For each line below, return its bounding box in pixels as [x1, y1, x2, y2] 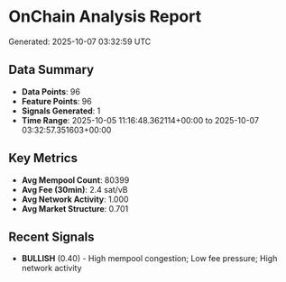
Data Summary [8, 62, 95, 77]
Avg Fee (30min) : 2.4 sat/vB [21, 184, 128, 195]
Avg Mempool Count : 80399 [21, 174, 130, 186]
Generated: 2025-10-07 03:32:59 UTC [8, 36, 152, 47]
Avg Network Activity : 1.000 [21, 194, 129, 205]
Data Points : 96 [21, 86, 80, 96]
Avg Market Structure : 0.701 [21, 203, 129, 214]
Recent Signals [8, 229, 96, 244]
